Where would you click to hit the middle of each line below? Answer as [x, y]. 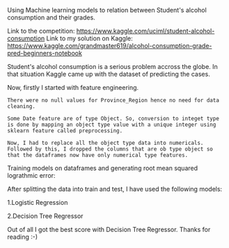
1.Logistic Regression [38, 202]
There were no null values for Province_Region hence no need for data [113, 100]
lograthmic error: [31, 176]
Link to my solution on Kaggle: [90, 38]
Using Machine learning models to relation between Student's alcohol [107, 10]
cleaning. [22, 107]
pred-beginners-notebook [45, 53]
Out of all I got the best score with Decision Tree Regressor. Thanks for [109, 230]
